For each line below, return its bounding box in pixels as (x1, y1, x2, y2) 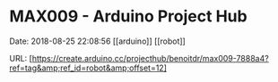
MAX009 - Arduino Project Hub (9, 6, 248, 27)
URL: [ (9, 53, 33, 63)
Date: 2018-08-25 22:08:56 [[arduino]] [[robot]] (9, 36, 186, 46)
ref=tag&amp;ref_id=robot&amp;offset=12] (9, 62, 168, 73)
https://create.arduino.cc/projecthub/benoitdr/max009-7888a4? (31, 53, 269, 63)
